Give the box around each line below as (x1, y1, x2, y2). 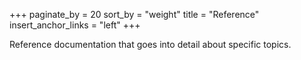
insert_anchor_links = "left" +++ (9, 19, 141, 31)
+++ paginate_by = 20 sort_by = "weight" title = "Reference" (9, 9, 260, 20)
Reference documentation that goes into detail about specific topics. (9, 39, 292, 50)
